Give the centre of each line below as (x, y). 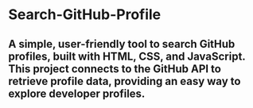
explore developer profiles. (77, 93)
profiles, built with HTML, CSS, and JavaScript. (127, 56)
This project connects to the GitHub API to (115, 69)
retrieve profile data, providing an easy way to (125, 81)
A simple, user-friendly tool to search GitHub (122, 44)
